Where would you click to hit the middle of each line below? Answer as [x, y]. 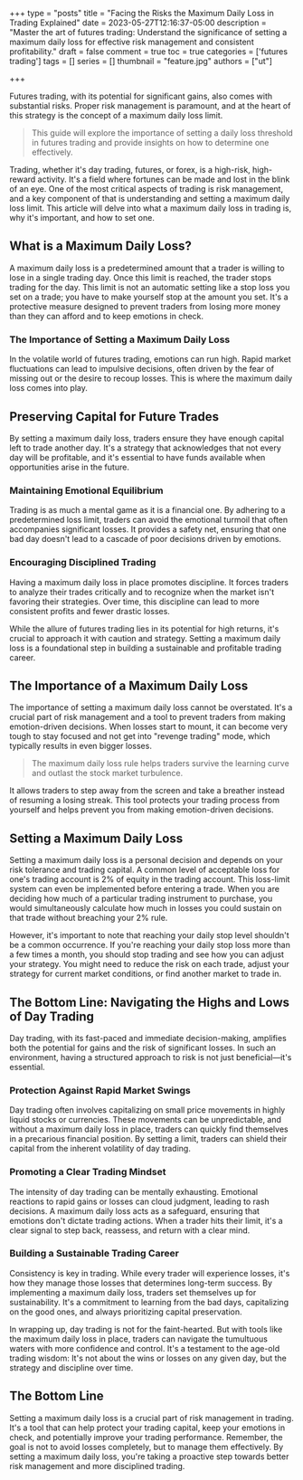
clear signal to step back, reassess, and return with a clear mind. [130, 1230]
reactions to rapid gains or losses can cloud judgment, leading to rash [139, 1201]
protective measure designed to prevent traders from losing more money [145, 306]
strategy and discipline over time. [71, 1367]
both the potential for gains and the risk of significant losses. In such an [142, 1048]
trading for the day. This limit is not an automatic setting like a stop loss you [150, 287]
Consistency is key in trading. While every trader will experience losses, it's [150, 1273]
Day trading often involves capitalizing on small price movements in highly [147, 1110]
